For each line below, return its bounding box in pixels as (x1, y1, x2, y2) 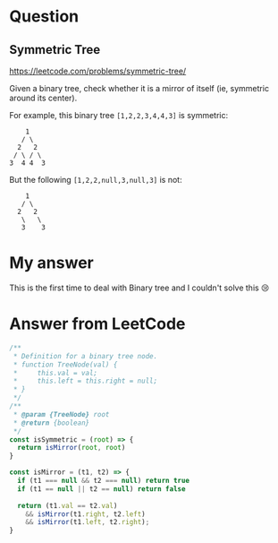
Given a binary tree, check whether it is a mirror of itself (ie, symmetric (9, 83, 270, 93)
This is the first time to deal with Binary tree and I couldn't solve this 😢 (9, 282, 270, 293)
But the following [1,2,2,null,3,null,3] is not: (9, 175, 182, 185)
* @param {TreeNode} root (13, 409, 110, 418)
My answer (9, 253, 94, 273)
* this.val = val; (13, 368, 98, 377)
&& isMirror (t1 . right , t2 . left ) (25, 509, 146, 519)
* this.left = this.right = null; (13, 376, 158, 386)
